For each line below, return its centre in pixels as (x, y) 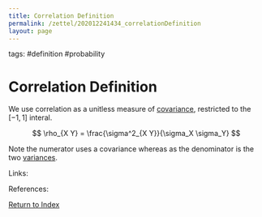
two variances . (33, 158)
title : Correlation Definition (61, 16)
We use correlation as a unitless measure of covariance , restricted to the (130, 109)
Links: (18, 173)
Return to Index (34, 205)
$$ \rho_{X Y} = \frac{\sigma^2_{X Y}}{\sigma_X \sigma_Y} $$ (136, 134)
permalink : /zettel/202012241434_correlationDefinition (105, 23)
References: (28, 189)
